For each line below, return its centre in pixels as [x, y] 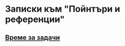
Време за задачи [33, 37]
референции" [35, 19]
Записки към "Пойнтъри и [62, 9]
